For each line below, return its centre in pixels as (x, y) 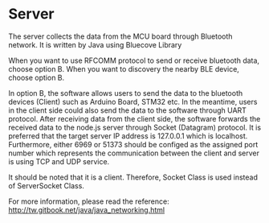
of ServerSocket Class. (46, 185)
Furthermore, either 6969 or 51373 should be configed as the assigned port (133, 144)
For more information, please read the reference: (89, 201)
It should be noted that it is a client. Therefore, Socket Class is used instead (133, 177)
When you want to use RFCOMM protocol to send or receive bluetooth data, (134, 60)
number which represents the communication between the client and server (134, 153)
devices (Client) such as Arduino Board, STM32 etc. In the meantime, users (133, 101)
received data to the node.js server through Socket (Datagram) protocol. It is (135, 127)
